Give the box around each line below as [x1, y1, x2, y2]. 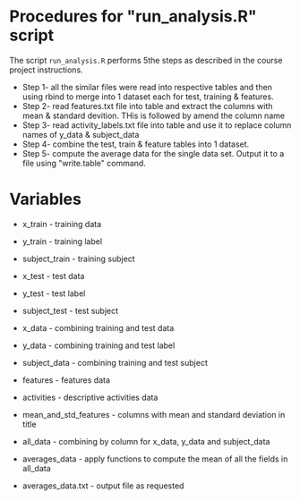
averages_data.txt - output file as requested [21, 480, 184, 491]
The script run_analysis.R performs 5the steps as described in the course [9, 55, 283, 65]
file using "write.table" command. [21, 157, 146, 168]
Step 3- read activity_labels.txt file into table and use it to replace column [21, 119, 292, 131]
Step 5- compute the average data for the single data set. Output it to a [21, 148, 285, 158]
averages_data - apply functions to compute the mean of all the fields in [21, 453, 288, 464]
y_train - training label [21, 235, 103, 247]
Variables [9, 190, 82, 209]
